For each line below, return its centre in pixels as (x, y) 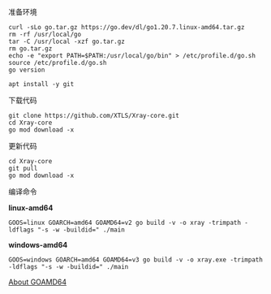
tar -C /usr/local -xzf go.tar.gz (67, 41)
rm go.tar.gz (30, 49)
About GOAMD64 (38, 282)
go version (27, 70)
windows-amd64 (38, 245)
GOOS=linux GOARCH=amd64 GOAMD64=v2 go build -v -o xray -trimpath (125, 223)
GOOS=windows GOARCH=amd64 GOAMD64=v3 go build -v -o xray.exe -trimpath (136, 260)
